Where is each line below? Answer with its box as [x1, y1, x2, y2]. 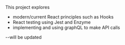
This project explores [5, 4, 50, 10]
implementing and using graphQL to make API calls [12, 24, 120, 30]
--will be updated [5, 34, 42, 40]
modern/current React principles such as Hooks [12, 14, 114, 19]
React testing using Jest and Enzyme [12, 19, 91, 25]
